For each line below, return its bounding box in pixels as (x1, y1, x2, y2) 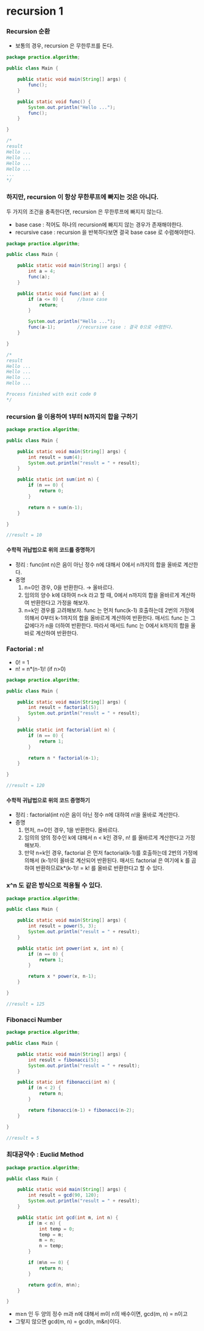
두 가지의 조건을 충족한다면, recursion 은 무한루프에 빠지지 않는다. (6, 208, 163, 215)
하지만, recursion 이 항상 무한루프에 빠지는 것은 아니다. (6, 193, 159, 202)
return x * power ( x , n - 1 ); (28, 973, 97, 980)
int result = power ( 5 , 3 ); (28, 923, 97, 930)
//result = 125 (6, 1001, 45, 1007)
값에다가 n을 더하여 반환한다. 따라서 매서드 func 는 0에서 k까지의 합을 (24, 621, 190, 629)
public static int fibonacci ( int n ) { (17, 1079, 116, 1086)
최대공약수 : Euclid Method (6, 1150, 84, 1159)
